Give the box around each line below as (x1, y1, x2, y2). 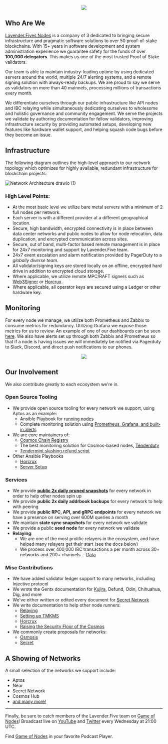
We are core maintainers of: (12, 432, 70, 438)
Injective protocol (12, 581, 48, 587)
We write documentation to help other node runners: (12, 602, 121, 608)
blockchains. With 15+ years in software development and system (5, 43, 140, 49)
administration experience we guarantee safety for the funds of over (5, 48, 146, 54)
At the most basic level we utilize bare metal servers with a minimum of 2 (12, 204, 163, 210)
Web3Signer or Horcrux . (12, 279, 63, 285)
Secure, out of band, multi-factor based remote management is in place (12, 241, 160, 247)
